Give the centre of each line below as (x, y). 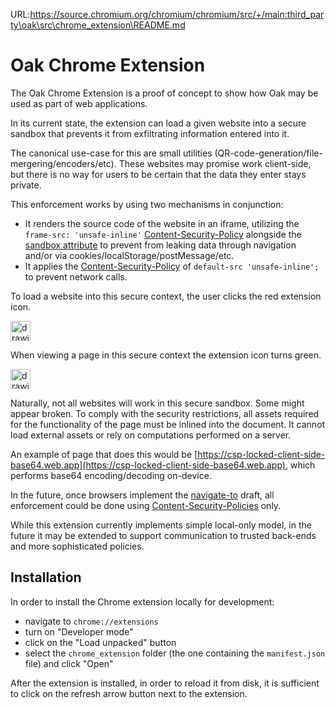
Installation (46, 577)
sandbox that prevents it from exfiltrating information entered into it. (150, 133)
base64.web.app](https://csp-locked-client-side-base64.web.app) (148, 465)
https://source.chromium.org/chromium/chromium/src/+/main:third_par (177, 14)
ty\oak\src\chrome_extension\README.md (98, 25)
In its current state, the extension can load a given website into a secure (158, 123)
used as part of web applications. (79, 103)
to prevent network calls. (76, 276)
